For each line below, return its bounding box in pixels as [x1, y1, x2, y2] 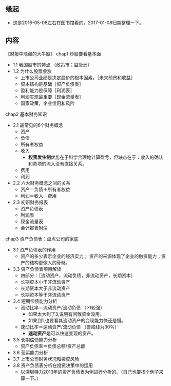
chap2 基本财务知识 [5, 111, 47, 117]
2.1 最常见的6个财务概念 [12, 122, 63, 128]
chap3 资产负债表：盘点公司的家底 [5, 235, 79, 242]
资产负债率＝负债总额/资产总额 [20, 343, 86, 349]
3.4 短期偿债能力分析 [12, 298, 58, 304]
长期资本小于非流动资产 [20, 279, 70, 285]
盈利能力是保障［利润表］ [20, 87, 75, 94]
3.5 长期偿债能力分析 [12, 336, 58, 343]
